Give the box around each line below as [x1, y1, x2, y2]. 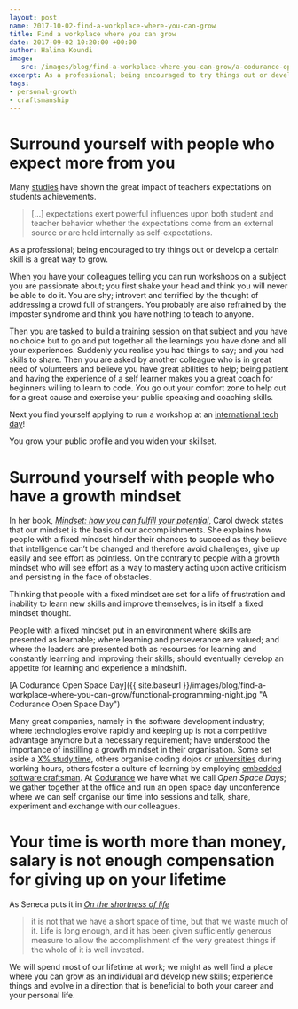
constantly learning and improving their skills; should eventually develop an [9, 653, 284, 664]
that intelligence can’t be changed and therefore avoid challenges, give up [9, 543, 281, 555]
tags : [9, 79, 29, 88]
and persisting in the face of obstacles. [9, 572, 153, 582]
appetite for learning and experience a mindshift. [9, 663, 188, 674]
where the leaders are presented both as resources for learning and [9, 644, 257, 655]
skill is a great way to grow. [9, 254, 108, 264]
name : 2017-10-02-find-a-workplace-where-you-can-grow [9, 21, 216, 30]
